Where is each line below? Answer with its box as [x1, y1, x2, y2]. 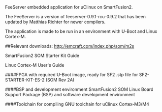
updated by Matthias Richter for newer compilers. [5, 19, 106, 25]
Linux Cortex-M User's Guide [5, 62, 65, 68]
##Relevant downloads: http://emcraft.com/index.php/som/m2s [5, 43, 134, 49]
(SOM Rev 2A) [45, 77, 75, 83]
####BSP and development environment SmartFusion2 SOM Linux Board [5, 86, 154, 92]
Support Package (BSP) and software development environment [5, 92, 135, 97]
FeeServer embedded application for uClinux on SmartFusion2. [5, 4, 133, 10]
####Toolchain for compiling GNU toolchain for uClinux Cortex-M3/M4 [5, 101, 149, 107]
